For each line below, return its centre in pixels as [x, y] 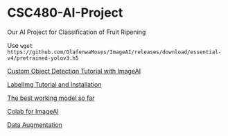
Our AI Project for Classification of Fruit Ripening [77, 32]
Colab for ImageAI [33, 111]
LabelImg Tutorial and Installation [54, 84]
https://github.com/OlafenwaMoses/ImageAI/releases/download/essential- [114, 52]
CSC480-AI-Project [65, 13]
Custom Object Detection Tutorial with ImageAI [74, 71]
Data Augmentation [35, 125]
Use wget [20, 45]
